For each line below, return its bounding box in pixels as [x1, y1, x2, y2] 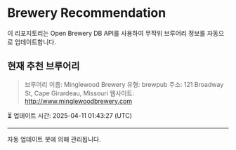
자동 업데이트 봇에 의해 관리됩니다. [7, 135, 101, 143]
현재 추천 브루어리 [7, 60, 80, 72]
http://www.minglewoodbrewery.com [24, 97, 132, 105]
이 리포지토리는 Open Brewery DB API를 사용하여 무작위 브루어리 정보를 [7, 29, 206, 37]
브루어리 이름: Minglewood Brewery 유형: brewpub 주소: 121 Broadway [24, 80, 224, 88]
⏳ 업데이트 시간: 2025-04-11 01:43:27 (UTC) [7, 111, 132, 120]
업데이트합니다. [14, 37, 57, 46]
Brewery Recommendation [7, 5, 166, 21]
